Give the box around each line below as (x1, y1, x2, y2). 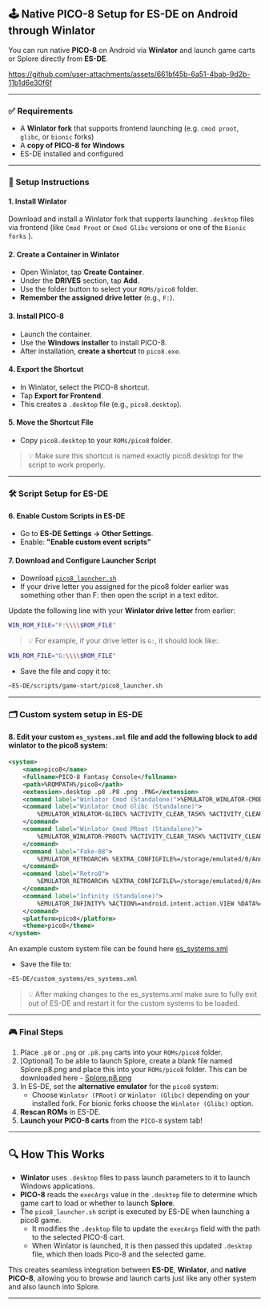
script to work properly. (27, 460, 106, 470)
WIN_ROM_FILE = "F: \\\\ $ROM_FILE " (8, 621, 116, 630)
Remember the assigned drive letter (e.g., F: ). (19, 292, 175, 303)
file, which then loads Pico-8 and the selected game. (31, 1249, 207, 1259)
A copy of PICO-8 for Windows (19, 140, 126, 151)
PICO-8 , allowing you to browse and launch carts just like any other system (8, 1273, 257, 1283)
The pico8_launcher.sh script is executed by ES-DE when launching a (19, 1207, 251, 1216)
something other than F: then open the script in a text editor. (19, 591, 219, 600)
